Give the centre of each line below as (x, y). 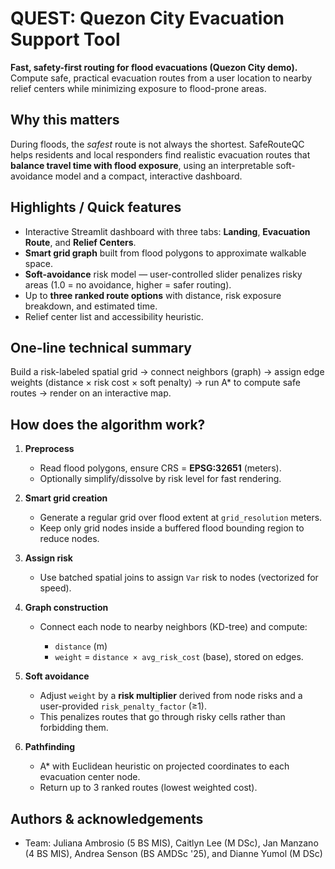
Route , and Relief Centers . (80, 242)
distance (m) (81, 646)
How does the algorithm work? (108, 424)
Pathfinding (50, 747)
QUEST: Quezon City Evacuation (147, 18)
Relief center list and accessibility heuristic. (114, 316)
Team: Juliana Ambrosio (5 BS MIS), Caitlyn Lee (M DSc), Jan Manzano (171, 843)
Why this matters (65, 120)
